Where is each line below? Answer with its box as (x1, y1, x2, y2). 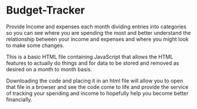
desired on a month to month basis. (6, 65, 93, 72)
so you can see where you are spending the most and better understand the (6, 29, 191, 36)
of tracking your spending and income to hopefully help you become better (6, 90, 189, 97)
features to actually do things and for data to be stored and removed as (6, 60, 179, 67)
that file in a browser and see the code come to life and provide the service (6, 83, 189, 90)
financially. (6, 95, 32, 103)
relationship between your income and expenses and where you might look (6, 35, 189, 42)
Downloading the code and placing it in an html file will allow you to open (6, 77, 183, 84)
